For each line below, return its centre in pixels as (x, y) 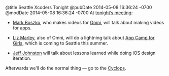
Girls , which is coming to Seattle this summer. (60, 43)
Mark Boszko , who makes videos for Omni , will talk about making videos (88, 23)
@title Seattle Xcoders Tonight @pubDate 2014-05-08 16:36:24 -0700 (79, 7)
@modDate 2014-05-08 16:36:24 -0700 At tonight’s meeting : (69, 13)
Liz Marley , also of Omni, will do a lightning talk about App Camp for (83, 38)
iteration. (22, 58)
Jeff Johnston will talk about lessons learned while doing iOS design (84, 53)
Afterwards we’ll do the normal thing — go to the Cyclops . (66, 68)
